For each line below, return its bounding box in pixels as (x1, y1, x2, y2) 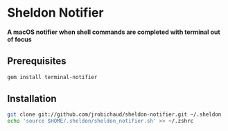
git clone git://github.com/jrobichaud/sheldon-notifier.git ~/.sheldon (7, 111, 222, 119)
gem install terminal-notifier (7, 73, 98, 80)
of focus (7, 35, 33, 43)
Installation (7, 93, 57, 105)
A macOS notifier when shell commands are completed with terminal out (7, 28, 220, 36)
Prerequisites (7, 55, 67, 67)
